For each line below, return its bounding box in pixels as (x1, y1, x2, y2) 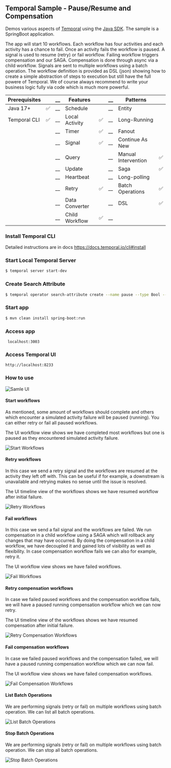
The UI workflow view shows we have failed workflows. (5, 563, 122, 570)
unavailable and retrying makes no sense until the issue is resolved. (5, 478, 147, 485)
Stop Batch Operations (5, 730, 54, 736)
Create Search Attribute (5, 280, 66, 288)
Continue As (118, 136, 148, 143)
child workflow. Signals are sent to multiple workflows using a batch (5, 62, 148, 68)
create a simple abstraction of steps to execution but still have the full (5, 73, 151, 79)
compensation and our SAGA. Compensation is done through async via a (5, 57, 158, 63)
